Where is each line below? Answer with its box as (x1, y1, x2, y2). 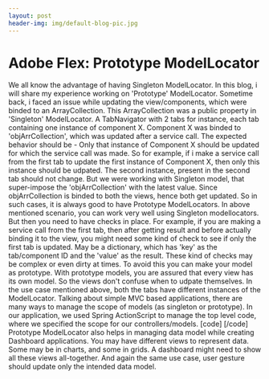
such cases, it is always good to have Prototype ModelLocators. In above (8, 200, 251, 210)
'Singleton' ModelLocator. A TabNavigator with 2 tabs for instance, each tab (8, 114, 259, 124)
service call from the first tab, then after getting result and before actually (8, 226, 251, 235)
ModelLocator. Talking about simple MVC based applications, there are (8, 294, 243, 304)
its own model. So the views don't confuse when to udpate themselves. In (8, 276, 253, 286)
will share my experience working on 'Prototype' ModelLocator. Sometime (8, 89, 253, 99)
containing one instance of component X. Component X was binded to (8, 123, 242, 132)
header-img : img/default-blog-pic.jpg (8, 19, 138, 27)
